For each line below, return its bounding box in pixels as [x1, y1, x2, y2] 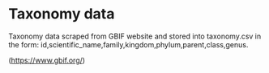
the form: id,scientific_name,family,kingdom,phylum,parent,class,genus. [8, 39, 249, 49]
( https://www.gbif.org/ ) [8, 55, 86, 65]
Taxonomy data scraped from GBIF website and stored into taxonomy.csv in [8, 31, 262, 41]
